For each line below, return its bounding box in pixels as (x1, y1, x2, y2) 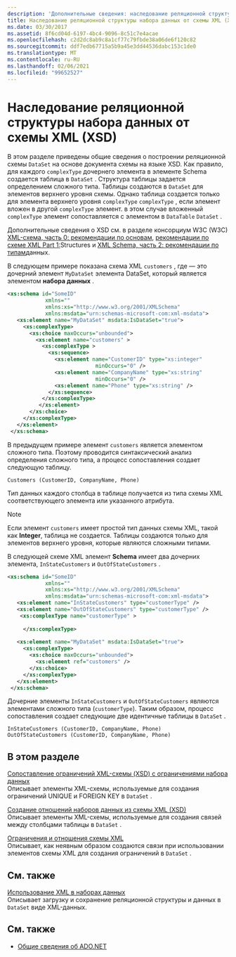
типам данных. (7, 248, 51, 257)
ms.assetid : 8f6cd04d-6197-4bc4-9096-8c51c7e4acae (7, 30, 159, 37)
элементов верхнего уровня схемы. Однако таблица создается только (7, 190, 220, 198)
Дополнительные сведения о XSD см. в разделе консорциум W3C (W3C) (7, 226, 228, 234)
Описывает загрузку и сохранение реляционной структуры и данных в (7, 896, 221, 904)
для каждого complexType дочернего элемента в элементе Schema (7, 167, 207, 176)
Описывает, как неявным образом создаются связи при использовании (7, 842, 224, 850)
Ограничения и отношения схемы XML (7, 834, 124, 842)
